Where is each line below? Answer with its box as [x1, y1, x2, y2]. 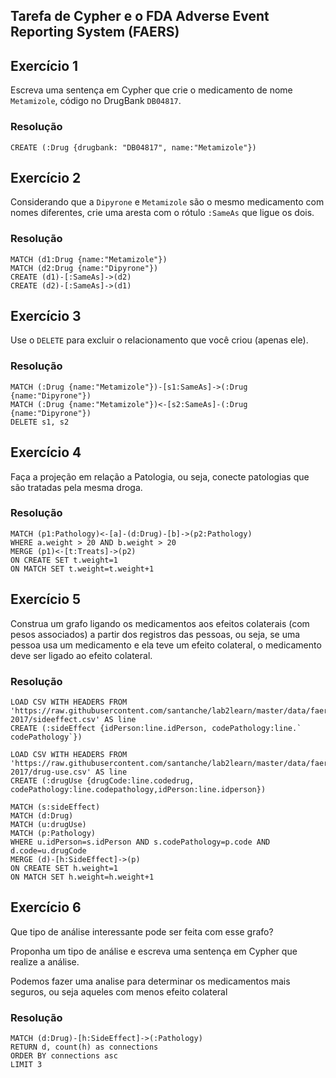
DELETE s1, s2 [10, 417, 70, 427]
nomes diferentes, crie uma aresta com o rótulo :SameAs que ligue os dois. [10, 207, 315, 219]
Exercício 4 [10, 444, 82, 461]
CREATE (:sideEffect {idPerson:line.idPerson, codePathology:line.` [10, 723, 302, 733]
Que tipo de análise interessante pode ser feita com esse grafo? [10, 925, 274, 938]
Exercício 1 [10, 57, 79, 74]
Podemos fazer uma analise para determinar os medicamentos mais [10, 975, 291, 987]
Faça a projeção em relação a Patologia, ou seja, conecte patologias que [10, 470, 310, 483]
